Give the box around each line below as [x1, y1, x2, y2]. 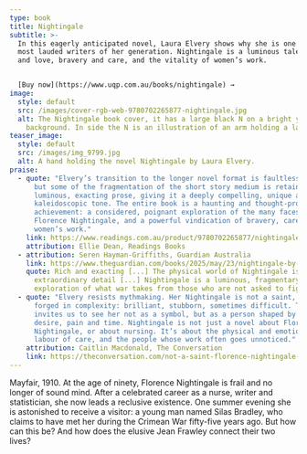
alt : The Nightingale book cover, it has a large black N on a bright [17, 114, 292, 123]
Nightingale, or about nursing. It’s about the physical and [33, 326, 272, 336]
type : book [9, 13, 51, 23]
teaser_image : [9, 132, 64, 141]
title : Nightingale [9, 22, 84, 31]
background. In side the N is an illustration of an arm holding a [26, 122, 288, 132]
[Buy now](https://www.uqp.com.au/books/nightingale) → [17, 80, 235, 90]
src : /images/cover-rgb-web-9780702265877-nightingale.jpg [17, 106, 248, 115]
